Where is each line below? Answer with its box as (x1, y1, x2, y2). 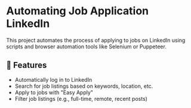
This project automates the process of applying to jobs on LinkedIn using (6, 36, 186, 44)
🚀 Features (6, 60, 47, 70)
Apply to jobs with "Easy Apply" (14, 88, 94, 96)
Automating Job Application (6, 4, 149, 18)
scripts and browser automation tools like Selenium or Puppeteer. (6, 43, 167, 50)
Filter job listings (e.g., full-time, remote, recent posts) (14, 95, 148, 102)
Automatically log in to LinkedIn (14, 76, 93, 83)
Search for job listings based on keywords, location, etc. (14, 82, 153, 90)
